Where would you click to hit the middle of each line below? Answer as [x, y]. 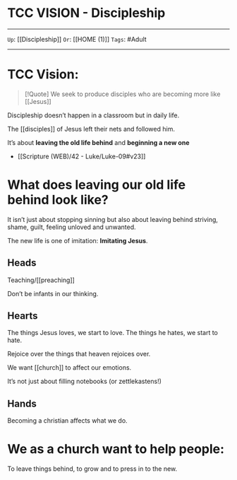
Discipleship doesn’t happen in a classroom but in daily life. [93, 115]
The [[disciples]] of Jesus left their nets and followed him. [91, 129]
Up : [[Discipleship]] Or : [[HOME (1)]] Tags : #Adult [77, 39]
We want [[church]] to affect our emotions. [69, 368]
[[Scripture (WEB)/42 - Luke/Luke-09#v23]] [81, 156]
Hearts [23, 316]
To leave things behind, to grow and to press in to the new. [92, 469]
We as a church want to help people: [116, 449]
